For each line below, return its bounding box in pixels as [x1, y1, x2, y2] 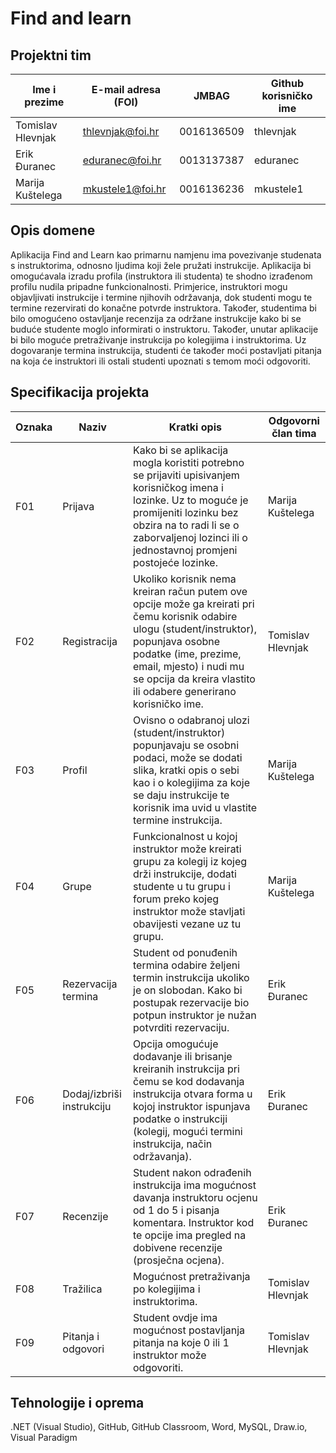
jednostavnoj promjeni [133, 543, 238, 557]
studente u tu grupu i [133, 879, 231, 893]
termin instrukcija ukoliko [133, 970, 250, 984]
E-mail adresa [91, 83, 162, 96]
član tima [271, 426, 317, 440]
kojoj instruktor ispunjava [133, 1099, 251, 1113]
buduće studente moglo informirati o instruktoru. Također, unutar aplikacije [10, 323, 319, 335]
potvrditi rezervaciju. [133, 1020, 230, 1034]
